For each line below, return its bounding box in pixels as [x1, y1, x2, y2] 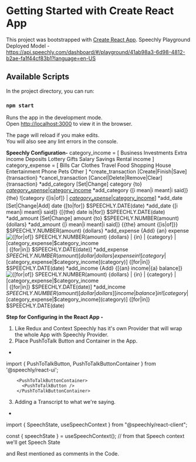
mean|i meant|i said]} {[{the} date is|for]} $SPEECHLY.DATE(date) [6, 208, 165, 215]
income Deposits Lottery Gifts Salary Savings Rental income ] [6, 156, 154, 163]
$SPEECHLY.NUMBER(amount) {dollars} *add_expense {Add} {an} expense [6, 227, 189, 234]
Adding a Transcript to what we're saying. [14, 398, 116, 405]
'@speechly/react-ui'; [6, 366, 59, 373]
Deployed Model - [6, 42, 50, 49]
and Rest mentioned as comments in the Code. [6, 450, 119, 457]
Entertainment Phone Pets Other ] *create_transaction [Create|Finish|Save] [6, 168, 187, 175]
